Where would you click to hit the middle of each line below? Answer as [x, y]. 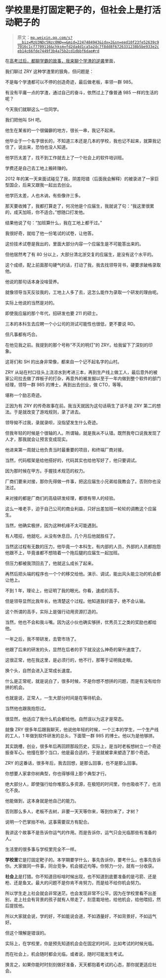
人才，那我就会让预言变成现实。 [38, 439]
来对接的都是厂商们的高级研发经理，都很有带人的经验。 [61, 498]
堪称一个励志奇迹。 [25, 395]
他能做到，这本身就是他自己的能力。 [42, 801]
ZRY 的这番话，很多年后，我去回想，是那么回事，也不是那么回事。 [73, 763]
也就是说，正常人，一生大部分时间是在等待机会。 [55, 698]
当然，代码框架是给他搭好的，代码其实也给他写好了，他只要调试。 [72, 460]
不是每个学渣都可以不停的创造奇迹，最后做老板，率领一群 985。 [70, 82]
